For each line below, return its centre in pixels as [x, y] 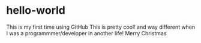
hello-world [36, 10]
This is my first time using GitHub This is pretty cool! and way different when [101, 27]
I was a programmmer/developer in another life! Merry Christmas [86, 33]
